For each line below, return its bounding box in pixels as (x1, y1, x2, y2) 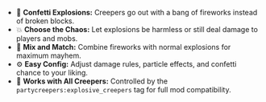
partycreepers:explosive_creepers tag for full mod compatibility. (15, 85, 231, 94)
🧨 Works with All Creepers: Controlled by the (15, 76, 168, 86)
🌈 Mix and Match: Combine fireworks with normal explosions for (15, 43, 231, 51)
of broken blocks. (15, 16, 75, 26)
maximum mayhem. (15, 51, 82, 60)
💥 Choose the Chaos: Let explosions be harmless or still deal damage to (15, 25, 258, 34)
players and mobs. (15, 34, 78, 43)
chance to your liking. (15, 68, 89, 77)
